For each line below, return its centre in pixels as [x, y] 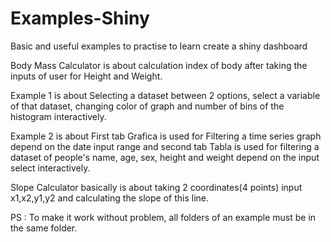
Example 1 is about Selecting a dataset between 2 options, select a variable [165, 95]
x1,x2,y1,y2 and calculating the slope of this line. [109, 198]
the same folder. [44, 228]
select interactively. [50, 168]
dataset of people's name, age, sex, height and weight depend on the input [165, 157]
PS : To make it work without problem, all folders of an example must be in [163, 217]
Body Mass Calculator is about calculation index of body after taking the [159, 65]
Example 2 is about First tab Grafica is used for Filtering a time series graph [166, 136]
